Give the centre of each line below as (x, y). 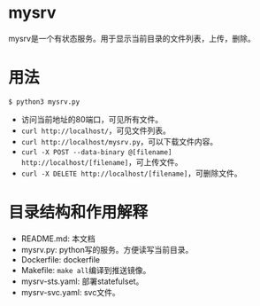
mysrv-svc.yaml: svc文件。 (70, 292)
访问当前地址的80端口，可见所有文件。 (92, 119)
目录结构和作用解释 (78, 212)
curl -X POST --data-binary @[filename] (96, 152)
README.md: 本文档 (58, 239)
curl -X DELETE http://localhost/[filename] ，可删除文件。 (131, 173)
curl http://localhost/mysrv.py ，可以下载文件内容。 (119, 141)
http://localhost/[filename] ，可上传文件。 (102, 161)
